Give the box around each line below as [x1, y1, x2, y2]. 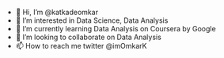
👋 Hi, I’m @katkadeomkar [15, 8, 99, 16]
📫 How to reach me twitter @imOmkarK [15, 42, 147, 50]
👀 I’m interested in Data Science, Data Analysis [15, 16, 169, 25]
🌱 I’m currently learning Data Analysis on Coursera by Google [15, 24, 216, 33]
